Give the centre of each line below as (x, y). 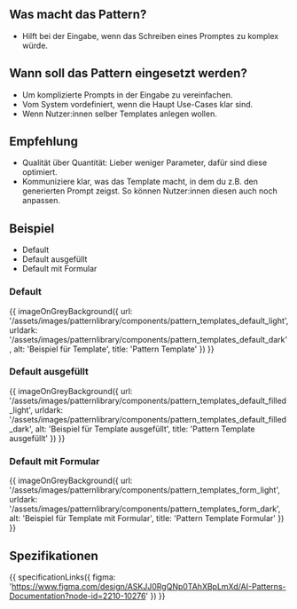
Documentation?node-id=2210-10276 (78, 596)
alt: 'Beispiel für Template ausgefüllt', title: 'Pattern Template (145, 429)
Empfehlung (43, 142)
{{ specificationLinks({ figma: (63, 577)
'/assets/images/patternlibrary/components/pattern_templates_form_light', (145, 490)
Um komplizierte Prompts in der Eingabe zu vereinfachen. (127, 95)
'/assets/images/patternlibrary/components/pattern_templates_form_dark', (145, 509)
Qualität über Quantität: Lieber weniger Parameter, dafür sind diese (145, 162)
